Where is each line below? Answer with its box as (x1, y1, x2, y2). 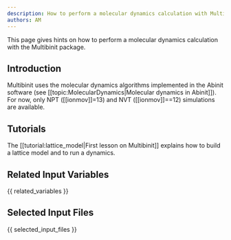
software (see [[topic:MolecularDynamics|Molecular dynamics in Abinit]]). (7, 88, 217, 97)
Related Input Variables (7, 168, 109, 180)
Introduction (7, 63, 62, 74)
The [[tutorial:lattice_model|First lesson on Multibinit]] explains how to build (7, 141, 221, 150)
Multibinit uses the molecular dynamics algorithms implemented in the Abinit (7, 81, 223, 90)
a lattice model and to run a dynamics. (7, 149, 115, 157)
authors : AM (7, 17, 41, 23)
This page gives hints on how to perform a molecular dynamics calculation (7, 35, 219, 43)
